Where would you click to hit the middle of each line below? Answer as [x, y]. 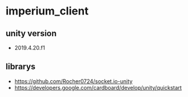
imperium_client [47, 11]
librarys [21, 67]
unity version [31, 33]
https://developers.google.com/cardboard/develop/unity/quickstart [98, 87]
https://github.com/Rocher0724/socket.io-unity [73, 81]
